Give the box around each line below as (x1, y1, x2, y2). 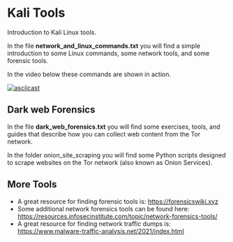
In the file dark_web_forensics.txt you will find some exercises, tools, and (7, 122, 221, 131)
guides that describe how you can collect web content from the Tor (7, 129, 201, 138)
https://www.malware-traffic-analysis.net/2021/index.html (17, 227, 185, 235)
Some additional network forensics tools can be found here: (17, 204, 190, 213)
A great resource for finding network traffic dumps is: (17, 219, 171, 228)
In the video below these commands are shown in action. (7, 70, 171, 78)
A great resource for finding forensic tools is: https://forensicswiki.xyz (17, 197, 218, 206)
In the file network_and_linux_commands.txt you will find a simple (7, 41, 201, 50)
